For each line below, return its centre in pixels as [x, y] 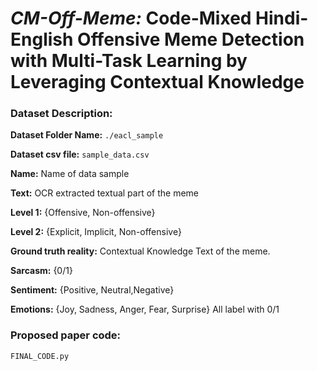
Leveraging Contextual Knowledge [157, 82]
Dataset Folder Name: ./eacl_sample [87, 135]
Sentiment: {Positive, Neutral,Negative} [92, 290]
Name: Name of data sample [70, 174]
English [42, 39]
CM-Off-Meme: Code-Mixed [131, 18]
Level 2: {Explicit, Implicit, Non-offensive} [96, 232]
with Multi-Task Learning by [129, 61]
